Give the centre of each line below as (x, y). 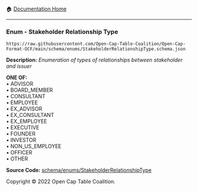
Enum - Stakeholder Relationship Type (62, 32)
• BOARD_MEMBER (29, 90)
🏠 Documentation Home (36, 9)
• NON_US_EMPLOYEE (34, 146)
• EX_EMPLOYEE (27, 121)
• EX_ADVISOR (24, 109)
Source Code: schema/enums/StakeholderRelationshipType (79, 170)
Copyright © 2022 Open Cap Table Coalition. (61, 182)
